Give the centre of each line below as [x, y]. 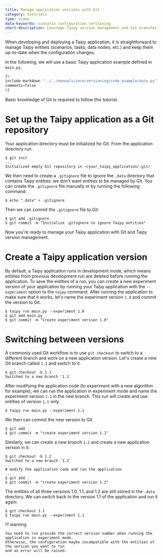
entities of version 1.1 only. [33, 402]
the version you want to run [35, 547]
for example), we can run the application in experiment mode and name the [81, 391]
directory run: [19, 149]
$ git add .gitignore [27, 218]
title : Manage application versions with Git [52, 10]
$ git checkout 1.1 [25, 511]
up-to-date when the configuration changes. [50, 53]
